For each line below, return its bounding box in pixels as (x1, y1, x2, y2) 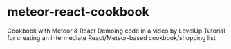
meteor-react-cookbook (7, 4, 150, 20)
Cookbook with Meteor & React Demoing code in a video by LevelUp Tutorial (7, 27, 225, 35)
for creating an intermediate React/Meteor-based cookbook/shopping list (7, 33, 216, 42)
